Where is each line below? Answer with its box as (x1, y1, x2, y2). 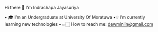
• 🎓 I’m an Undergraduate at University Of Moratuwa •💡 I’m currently (4, 15, 145, 20)
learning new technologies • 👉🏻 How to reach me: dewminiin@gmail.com (4, 21, 154, 27)
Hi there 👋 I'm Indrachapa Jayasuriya (4, 5, 79, 10)
